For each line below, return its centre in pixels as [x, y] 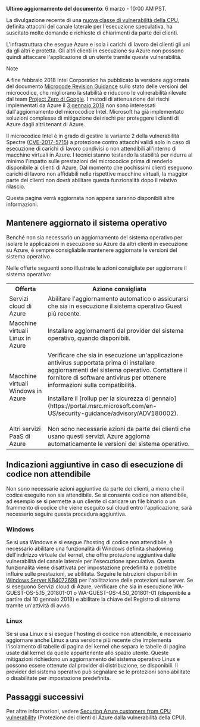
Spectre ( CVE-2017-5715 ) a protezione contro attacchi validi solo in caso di [98, 142]
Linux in [20, 338]
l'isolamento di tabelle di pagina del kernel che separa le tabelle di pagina [96, 647]
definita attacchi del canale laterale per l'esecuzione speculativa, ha [89, 26]
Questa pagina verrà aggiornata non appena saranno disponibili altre [90, 198]
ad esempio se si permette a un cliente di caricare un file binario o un [91, 501]
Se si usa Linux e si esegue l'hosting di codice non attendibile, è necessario [99, 634]
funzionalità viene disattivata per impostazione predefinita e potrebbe [91, 567]
